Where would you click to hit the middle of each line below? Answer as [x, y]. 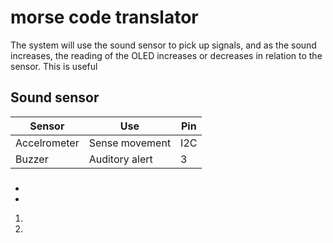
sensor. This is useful [54, 66]
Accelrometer [47, 143]
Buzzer [32, 159]
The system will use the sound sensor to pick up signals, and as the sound [163, 45]
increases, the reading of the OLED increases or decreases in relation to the [166, 55]
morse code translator [104, 17]
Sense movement [130, 143]
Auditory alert [120, 159]
